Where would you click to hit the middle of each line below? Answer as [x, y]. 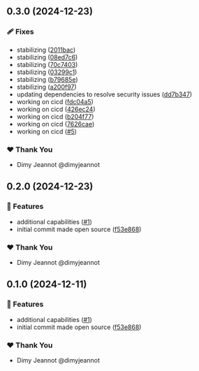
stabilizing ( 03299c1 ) [47, 72]
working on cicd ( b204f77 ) [55, 116]
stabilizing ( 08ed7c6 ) [47, 57]
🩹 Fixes [20, 32]
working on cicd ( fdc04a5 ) [55, 101]
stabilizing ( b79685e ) [47, 79]
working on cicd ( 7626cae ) [56, 124]
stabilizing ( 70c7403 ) [47, 64]
